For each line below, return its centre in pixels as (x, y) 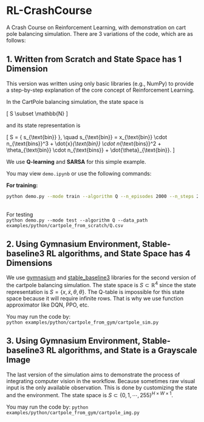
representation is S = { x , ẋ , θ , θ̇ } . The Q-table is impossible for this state (96, 292)
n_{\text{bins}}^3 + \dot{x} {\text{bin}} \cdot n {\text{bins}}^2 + (84, 143)
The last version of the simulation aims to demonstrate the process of (93, 375)
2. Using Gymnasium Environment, (73, 244)
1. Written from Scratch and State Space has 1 (94, 59)
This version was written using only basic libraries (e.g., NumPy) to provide (100, 83)
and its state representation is (43, 125)
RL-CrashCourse (49, 11)
